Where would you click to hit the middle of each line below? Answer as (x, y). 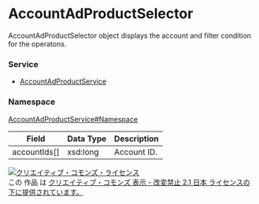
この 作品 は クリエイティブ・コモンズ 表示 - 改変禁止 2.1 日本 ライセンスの (129, 182)
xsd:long (83, 152)
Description (136, 139)
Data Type (87, 139)
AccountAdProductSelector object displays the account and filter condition (130, 35)
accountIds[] (36, 152)
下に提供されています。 (46, 192)
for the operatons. (37, 43)
